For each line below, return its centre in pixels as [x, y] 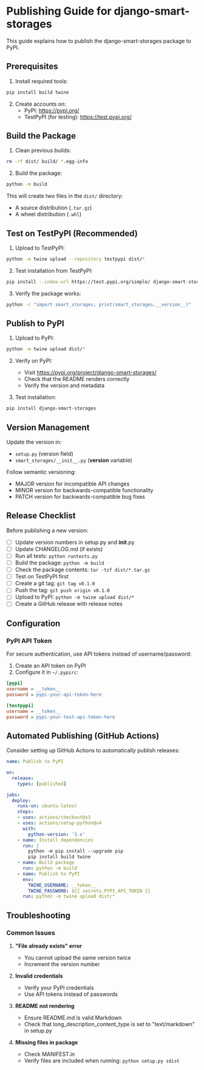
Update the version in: [34, 442]
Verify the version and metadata [64, 386]
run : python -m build [50, 868]
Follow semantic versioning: [41, 472]
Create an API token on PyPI [50, 666]
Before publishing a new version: [47, 530]
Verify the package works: [48, 293]
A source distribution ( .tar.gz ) [53, 208]
